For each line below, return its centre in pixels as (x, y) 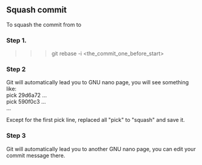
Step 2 (16, 69)
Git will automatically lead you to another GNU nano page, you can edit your (101, 149)
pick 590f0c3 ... (26, 102)
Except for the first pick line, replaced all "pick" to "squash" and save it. (96, 120)
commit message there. (36, 155)
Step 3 (16, 136)
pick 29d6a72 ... (27, 95)
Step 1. (16, 40)
